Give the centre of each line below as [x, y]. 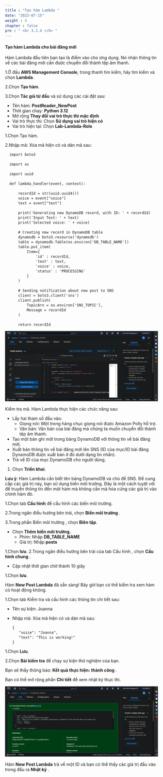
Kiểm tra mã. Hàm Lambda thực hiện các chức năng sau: [62, 409]
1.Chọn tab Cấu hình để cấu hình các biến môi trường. [59, 503]
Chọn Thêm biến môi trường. [41, 532]
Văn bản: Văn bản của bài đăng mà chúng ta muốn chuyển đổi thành [88, 429]
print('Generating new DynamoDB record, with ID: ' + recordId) [84, 213]
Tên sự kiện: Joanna [32, 609]
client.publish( [34, 301]
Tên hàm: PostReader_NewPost [44, 106]
